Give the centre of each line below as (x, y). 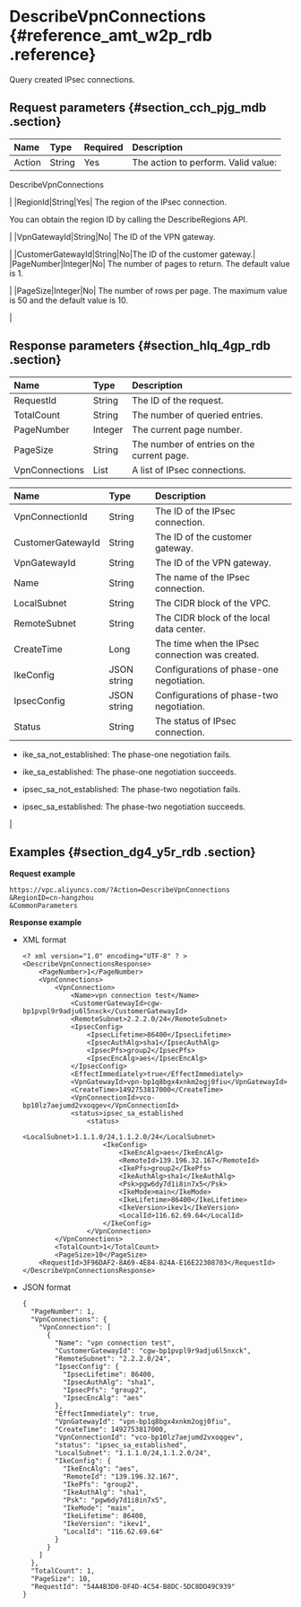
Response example (46, 923)
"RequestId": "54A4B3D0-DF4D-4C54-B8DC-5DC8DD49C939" (133, 1587)
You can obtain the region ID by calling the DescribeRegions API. (129, 219)
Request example (43, 874)
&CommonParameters (43, 906)
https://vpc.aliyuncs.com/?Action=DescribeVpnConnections (120, 890)
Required (103, 147)
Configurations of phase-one (217, 669)
